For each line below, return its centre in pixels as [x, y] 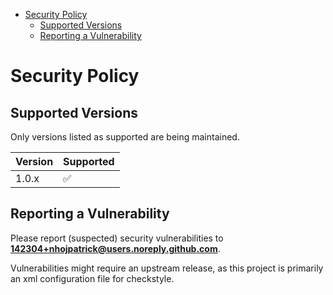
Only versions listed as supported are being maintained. [125, 137]
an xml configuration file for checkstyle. [92, 278]
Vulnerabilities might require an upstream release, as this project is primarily [167, 268]
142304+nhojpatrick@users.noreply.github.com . [115, 248]
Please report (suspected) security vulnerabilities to [117, 238]
